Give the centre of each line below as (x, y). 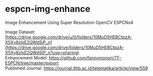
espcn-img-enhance (48, 9)
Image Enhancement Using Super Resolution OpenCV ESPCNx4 (69, 22)
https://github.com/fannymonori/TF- (85, 57)
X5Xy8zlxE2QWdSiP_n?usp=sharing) (42, 53)
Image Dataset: (20, 32)
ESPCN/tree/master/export (32, 63)
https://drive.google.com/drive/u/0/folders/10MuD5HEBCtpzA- (69, 37)
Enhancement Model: (26, 57)
